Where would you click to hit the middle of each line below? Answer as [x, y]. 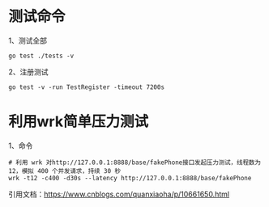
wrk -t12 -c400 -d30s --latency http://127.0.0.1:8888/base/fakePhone [130, 178]
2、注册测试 [28, 72]
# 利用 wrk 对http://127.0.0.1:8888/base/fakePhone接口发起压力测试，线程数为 [135, 163]
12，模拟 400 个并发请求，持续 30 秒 [65, 171]
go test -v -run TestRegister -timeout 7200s [86, 87]
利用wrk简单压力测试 [78, 122]
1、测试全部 [28, 40]
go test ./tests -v [41, 56]
